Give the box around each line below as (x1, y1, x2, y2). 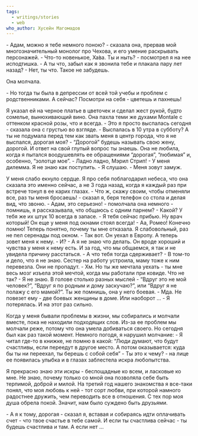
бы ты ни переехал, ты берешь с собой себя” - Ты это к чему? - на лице (6, 350, 189, 357)
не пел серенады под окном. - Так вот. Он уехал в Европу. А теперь (6, 232, 178, 239)
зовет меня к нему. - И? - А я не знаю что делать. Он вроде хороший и (6, 238, 186, 246)
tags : (6, 8, 20, 15)
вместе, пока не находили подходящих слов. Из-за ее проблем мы (6, 319, 177, 326)
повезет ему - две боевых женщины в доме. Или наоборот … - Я (6, 295, 170, 302)
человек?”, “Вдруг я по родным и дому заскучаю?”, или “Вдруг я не (6, 282, 177, 289)
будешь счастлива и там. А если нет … (6, 424, 104, 431)
